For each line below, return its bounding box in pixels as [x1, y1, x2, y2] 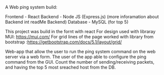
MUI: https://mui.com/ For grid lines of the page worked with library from [5, 34, 154, 39]
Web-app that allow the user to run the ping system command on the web [5, 49, 156, 54]
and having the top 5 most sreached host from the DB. [5, 64, 116, 70]
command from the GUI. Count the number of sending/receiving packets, [5, 59, 155, 65]
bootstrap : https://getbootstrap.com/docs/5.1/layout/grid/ [5, 39, 122, 45]
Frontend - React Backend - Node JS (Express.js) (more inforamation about [5, 14, 159, 19]
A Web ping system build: [5, 4, 57, 10]
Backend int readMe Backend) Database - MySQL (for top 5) [5, 19, 129, 25]
